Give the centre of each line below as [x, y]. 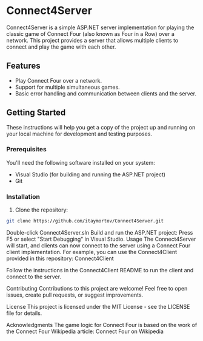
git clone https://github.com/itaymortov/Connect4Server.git [85, 221]
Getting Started [36, 113]
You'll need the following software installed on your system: [81, 162]
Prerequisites [26, 150]
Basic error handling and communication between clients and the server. [106, 93]
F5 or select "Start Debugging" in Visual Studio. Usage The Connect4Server [101, 239]
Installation [23, 196]
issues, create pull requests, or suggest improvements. [75, 295]
